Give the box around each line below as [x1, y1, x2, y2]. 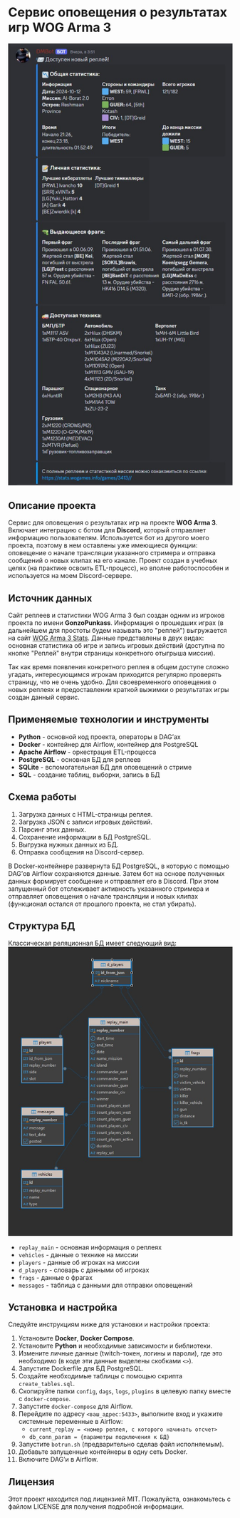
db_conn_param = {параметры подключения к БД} [28, 1434, 170, 1441]
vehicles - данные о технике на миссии [18, 1250, 139, 1259]
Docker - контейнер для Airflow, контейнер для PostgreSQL [18, 740, 199, 748]
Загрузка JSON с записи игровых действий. [18, 817, 152, 826]
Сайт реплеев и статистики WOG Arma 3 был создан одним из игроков [8, 611, 225, 620]
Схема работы [8, 791, 77, 803]
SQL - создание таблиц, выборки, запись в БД [18, 770, 160, 779]
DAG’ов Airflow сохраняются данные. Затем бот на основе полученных [8, 869, 225, 877]
